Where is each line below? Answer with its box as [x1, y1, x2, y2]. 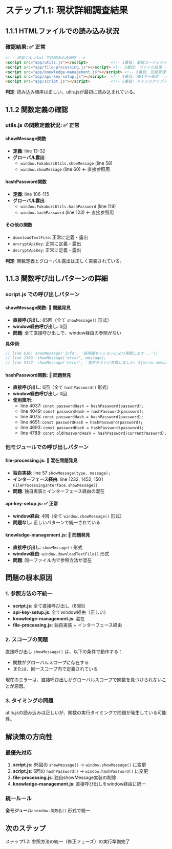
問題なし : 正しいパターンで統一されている [12, 519, 101, 525]
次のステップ [5, 824, 46, 833]
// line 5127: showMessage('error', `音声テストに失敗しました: [5, 360, 136, 366]
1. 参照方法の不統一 [5, 590, 53, 597]
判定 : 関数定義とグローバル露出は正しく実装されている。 [5, 258, 124, 264]
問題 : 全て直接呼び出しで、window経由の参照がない [12, 329, 122, 336]
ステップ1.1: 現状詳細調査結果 [5, 5, 128, 16]
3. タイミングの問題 [5, 697, 54, 704]
